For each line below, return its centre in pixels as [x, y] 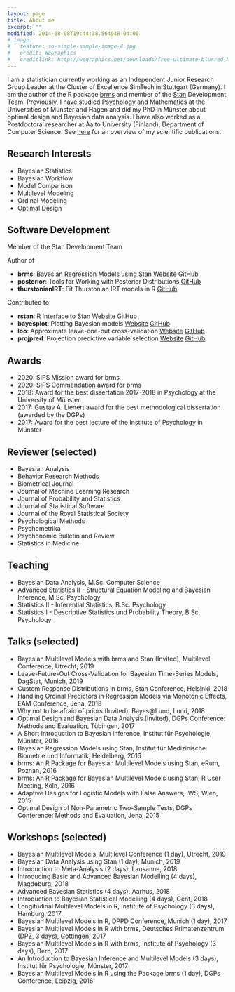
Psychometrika [39, 528]
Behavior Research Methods [58, 476]
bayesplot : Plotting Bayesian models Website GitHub [93, 324]
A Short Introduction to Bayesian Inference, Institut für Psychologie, [114, 733]
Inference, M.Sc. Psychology [59, 597]
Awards [24, 361]
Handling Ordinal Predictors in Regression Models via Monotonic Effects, [122, 696]
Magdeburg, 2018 [43, 884]
